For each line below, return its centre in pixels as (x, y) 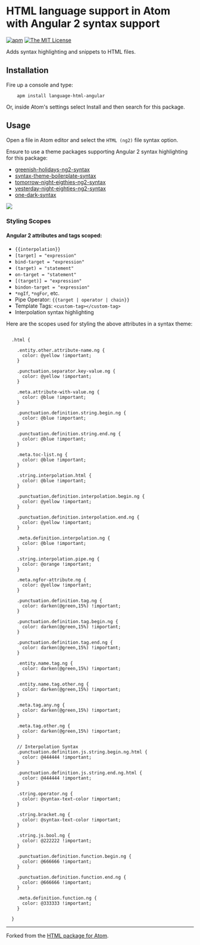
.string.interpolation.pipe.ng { (58, 559)
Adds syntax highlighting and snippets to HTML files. (71, 51)
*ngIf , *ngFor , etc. (37, 293)
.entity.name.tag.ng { (45, 663)
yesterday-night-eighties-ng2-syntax (60, 188)
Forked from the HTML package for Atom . (57, 935)
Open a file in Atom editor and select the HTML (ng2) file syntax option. (92, 140)
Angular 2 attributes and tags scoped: (54, 236)
